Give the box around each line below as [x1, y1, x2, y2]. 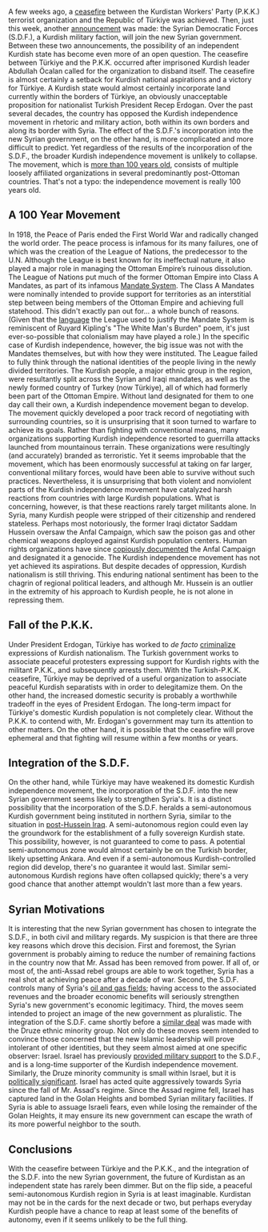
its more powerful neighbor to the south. [8, 1119, 142, 1129]
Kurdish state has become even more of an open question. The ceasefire [8, 50, 249, 58]
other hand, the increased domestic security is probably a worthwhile [8, 690, 238, 700]
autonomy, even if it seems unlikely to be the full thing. [8, 1215, 188, 1225]
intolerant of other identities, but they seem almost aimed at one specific [8, 1043, 248, 1053]
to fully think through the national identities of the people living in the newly [8, 357, 257, 366]
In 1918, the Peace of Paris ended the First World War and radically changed [8, 230, 258, 239]
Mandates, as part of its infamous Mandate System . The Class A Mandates [8, 280, 254, 290]
